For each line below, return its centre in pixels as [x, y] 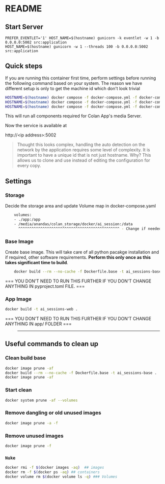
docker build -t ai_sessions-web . [41, 309]
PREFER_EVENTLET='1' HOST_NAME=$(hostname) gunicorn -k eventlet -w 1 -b [82, 38]
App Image [18, 299]
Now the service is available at [36, 126]
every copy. [29, 166]
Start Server [24, 27]
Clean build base [26, 358]
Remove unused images [34, 436]
